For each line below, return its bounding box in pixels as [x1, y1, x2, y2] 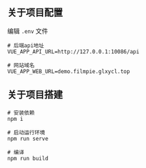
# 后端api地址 [7, 41, 44, 49]
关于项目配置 [7, 6, 63, 19]
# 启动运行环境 [7, 129, 46, 136]
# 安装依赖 [7, 109, 35, 116]
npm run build [7, 155, 49, 162]
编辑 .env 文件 [7, 27, 48, 35]
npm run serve [7, 135, 49, 142]
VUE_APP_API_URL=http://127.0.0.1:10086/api [7, 48, 140, 55]
